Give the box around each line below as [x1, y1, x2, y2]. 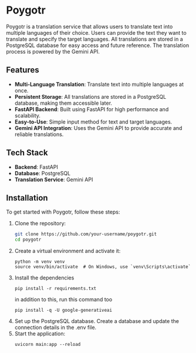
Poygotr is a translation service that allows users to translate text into [6, 23, 173, 30]
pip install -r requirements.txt [14, 286, 97, 292]
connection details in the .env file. [14, 324, 97, 331]
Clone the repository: [14, 220, 66, 227]
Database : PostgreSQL [14, 169, 71, 176]
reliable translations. [14, 131, 64, 138]
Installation [6, 192, 48, 203]
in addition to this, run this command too [14, 296, 113, 303]
